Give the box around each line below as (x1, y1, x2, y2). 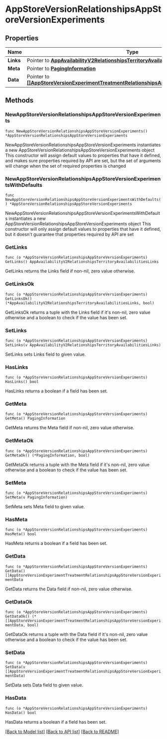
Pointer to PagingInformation (26, 65, 96, 72)
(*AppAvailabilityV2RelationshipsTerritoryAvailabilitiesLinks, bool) (5, 300, 155, 305)
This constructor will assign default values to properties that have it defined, (5, 152, 162, 158)
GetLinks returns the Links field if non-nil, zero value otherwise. (5, 268, 135, 274)
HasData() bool (5, 710, 37, 715)
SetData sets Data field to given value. (5, 682, 83, 688)
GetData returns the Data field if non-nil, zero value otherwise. (5, 586, 133, 592)
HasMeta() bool (5, 532, 37, 537)
